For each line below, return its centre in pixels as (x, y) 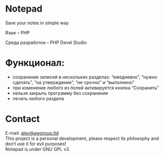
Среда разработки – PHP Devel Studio (46, 42)
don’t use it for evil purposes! (36, 144)
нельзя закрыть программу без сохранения (60, 93)
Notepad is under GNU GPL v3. (38, 149)
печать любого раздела (38, 98)
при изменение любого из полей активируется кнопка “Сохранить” (86, 88)
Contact (23, 119)
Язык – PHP (17, 32)
